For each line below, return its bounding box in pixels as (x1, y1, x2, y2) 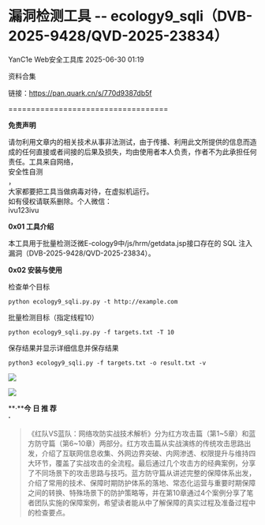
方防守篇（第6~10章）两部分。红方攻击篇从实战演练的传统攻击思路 (27, 438, 244, 448)
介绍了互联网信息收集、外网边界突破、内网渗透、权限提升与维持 (41, 448, 249, 458)
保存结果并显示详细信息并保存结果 (8, 343, 119, 353)
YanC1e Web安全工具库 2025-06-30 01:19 (8, 55, 144, 64)
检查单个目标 (8, 281, 50, 291)
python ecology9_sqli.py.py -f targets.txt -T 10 (8, 328, 175, 336)
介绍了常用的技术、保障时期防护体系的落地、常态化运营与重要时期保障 (27, 478, 256, 487)
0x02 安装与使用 (8, 265, 63, 274)
